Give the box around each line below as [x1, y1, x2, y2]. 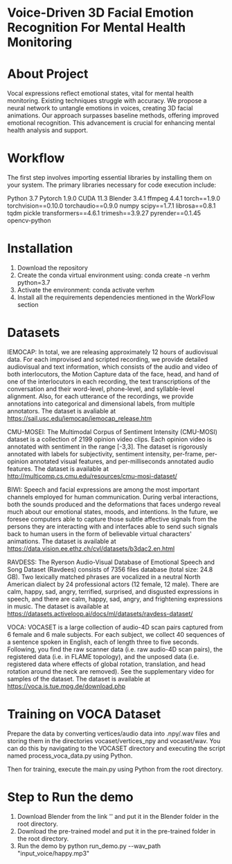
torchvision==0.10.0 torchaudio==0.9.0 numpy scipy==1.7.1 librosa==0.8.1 [7, 201, 216, 210]
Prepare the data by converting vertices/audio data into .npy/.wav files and [7, 729, 220, 738]
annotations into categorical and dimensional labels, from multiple [7, 399, 195, 408]
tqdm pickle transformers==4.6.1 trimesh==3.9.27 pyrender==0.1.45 [7, 209, 202, 217]
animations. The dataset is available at [7, 537, 116, 545]
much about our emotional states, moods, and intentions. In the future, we [7, 507, 218, 515]
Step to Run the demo [7, 790, 134, 805]
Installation [7, 241, 73, 256]
